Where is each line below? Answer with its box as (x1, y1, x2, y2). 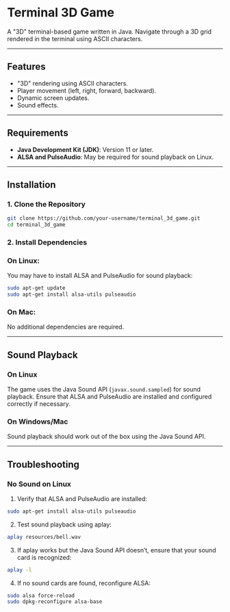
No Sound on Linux (7, 479, 72, 489)
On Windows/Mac (7, 416, 68, 426)
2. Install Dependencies (7, 238, 88, 247)
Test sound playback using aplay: (16, 520, 112, 528)
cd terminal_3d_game (7, 221, 66, 229)
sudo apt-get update (7, 285, 66, 292)
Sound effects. (16, 101, 59, 109)
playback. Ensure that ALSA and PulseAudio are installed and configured (7, 392, 212, 400)
